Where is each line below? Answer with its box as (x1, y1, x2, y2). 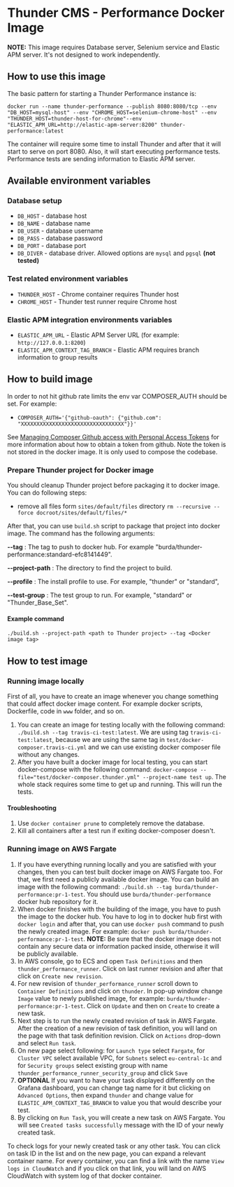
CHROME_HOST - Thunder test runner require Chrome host (17, 297, 177, 306)
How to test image (7, 655, 88, 667)
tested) (17, 256, 40, 265)
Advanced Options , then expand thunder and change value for (17, 1091, 194, 1099)
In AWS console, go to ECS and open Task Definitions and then (17, 956, 203, 965)
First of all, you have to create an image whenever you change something (7, 692, 219, 701)
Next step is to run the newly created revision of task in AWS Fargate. (17, 1016, 218, 1024)
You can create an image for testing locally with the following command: (17, 720, 226, 729)
